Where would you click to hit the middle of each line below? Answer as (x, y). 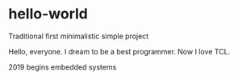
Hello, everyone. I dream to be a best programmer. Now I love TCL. (119, 51)
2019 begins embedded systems (63, 67)
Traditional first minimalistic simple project (79, 36)
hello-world (48, 14)
